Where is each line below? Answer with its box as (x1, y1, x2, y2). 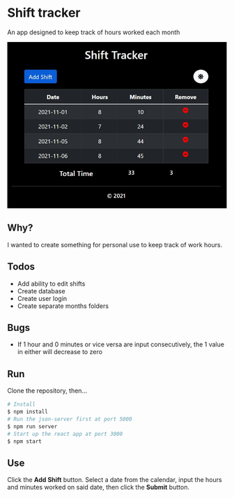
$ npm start (7, 438, 42, 445)
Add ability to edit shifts (17, 279, 86, 288)
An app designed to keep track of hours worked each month (7, 28, 180, 36)
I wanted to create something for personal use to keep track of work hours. (7, 240, 223, 249)
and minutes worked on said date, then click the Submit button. (7, 483, 190, 492)
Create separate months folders (17, 302, 109, 310)
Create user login (17, 294, 68, 302)
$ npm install (7, 409, 49, 416)
